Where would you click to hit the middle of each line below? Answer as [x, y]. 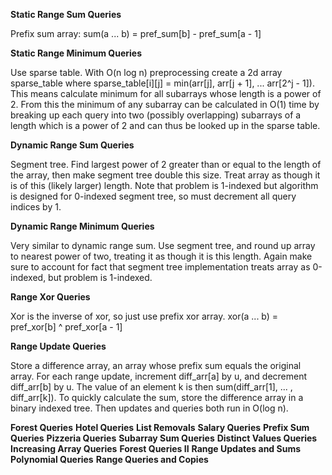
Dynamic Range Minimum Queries [82, 226]
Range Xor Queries [50, 297]
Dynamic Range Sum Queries [72, 145]
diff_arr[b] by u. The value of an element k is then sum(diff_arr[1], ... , [151, 387]
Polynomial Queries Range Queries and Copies [109, 459]
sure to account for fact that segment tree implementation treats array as [160, 267]
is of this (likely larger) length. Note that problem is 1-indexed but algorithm [164, 185]
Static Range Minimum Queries [76, 53]
